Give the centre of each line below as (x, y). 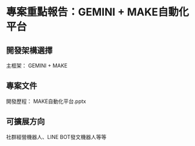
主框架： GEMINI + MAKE (37, 66)
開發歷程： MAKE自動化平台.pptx (46, 101)
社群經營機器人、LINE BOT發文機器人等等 (56, 137)
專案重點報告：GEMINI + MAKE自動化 (97, 12)
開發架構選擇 (29, 50)
